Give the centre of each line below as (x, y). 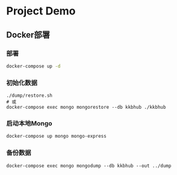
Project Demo (41, 11)
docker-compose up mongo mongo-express (56, 137)
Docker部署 (28, 35)
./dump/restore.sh (29, 96)
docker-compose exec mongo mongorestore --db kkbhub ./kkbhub (86, 107)
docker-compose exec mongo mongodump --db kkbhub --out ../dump (89, 166)
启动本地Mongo (29, 123)
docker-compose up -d (34, 66)
